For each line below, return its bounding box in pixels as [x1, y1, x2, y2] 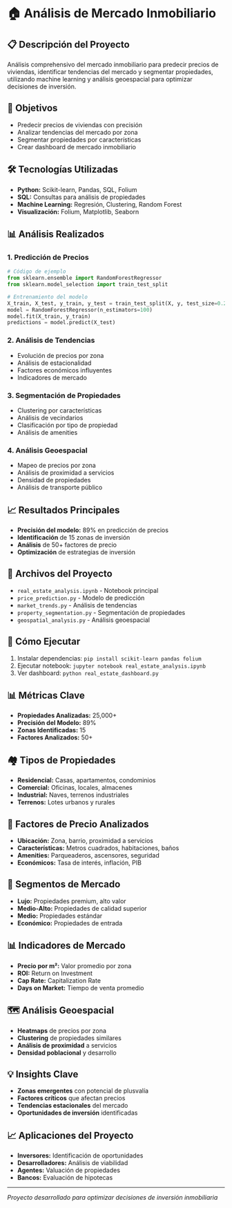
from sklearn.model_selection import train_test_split [7, 281, 168, 288]
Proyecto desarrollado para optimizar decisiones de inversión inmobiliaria [7, 1193, 218, 1202]
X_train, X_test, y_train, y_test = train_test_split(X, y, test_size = [7, 300, 217, 307]
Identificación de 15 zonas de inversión [17, 534, 130, 542]
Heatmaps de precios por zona [17, 1026, 107, 1035]
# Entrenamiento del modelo [7, 293, 88, 301]
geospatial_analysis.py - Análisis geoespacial [17, 616, 151, 624]
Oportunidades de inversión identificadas [17, 1108, 138, 1117]
